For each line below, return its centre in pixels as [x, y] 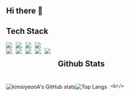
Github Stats [82, 64]
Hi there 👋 [25, 11]
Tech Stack [27, 31]
